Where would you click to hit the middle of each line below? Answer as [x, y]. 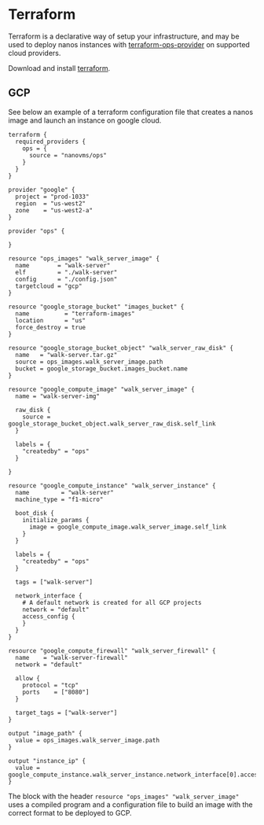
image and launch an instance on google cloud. [85, 120]
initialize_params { [56, 520]
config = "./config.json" [66, 279]
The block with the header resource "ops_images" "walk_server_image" [124, 796]
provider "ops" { [37, 231]
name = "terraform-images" [75, 313]
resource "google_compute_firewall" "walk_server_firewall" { [112, 650]
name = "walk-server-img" [58, 396]
